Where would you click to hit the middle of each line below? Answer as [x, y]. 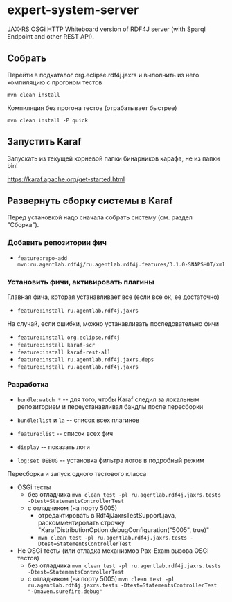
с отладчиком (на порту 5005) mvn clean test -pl [101, 579]
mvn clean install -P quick [48, 120]
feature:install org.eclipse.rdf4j [69, 338]
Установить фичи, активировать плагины [81, 282]
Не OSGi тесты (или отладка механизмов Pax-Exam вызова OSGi [113, 551]
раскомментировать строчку [81, 523]
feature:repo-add [42, 258]
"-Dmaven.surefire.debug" [65, 592]
